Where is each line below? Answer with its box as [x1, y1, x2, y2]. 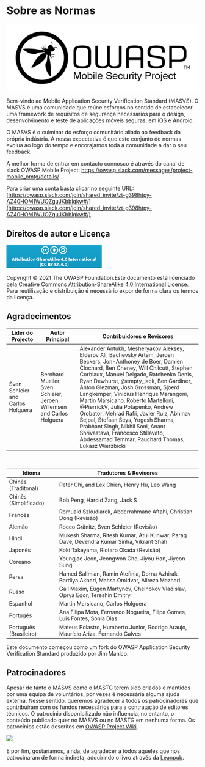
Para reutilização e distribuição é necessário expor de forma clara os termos [6, 287, 199, 294]
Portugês [9, 612, 32, 619]
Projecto [11, 336, 34, 343]
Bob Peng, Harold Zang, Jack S [59, 496, 137, 504]
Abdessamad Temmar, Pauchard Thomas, [79, 435, 185, 443]
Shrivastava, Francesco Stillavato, [79, 429, 165, 436]
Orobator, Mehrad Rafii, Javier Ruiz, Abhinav [79, 409, 191, 417]
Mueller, [40, 377, 61, 384]
